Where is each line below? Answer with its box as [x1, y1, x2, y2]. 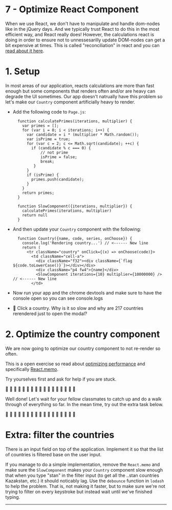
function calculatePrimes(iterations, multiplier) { [17, 119, 133, 124]
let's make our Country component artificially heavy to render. [5, 99, 136, 105]
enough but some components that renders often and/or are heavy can [5, 88, 156, 94]
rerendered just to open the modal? [12, 311, 88, 317]
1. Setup [5, 65, 40, 77]
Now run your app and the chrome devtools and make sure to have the [12, 290, 162, 296]
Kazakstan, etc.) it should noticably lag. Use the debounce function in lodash [5, 477, 164, 484]
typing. [5, 494, 20, 500]
